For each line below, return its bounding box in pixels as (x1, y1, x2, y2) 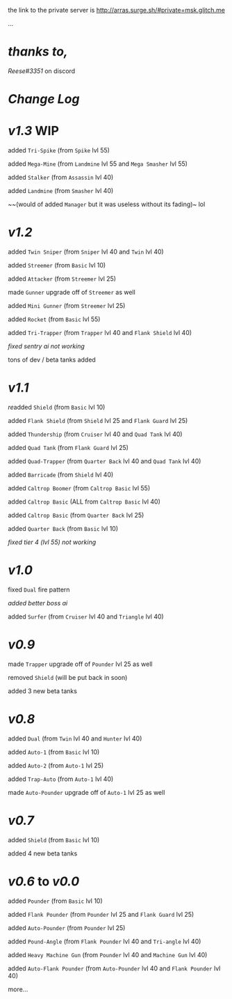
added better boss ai (8, 598, 68, 607)
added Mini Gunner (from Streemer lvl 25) (8, 302, 126, 309)
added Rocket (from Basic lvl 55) (8, 315, 101, 323)
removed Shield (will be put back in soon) (8, 673, 128, 681)
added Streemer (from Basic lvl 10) (8, 261, 106, 269)
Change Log (8, 91, 80, 107)
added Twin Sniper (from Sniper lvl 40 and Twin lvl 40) (8, 247, 164, 256)
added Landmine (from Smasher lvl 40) (8, 187, 114, 195)
